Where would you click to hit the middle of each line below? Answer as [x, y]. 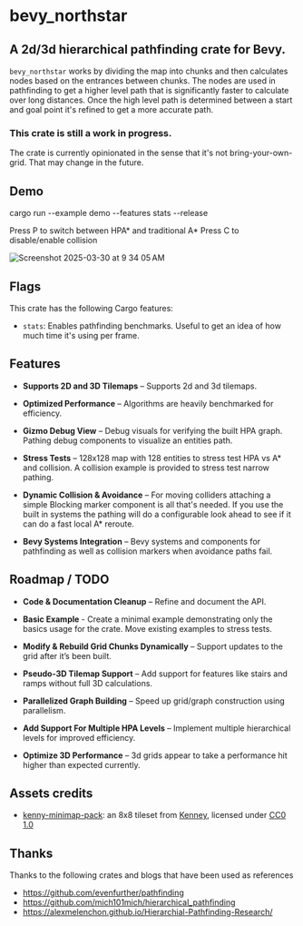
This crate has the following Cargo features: [92, 308]
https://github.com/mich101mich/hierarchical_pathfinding [129, 902]
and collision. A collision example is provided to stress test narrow [146, 468]
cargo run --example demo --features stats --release [109, 213]
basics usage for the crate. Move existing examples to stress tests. [147, 628]
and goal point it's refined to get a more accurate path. [112, 109]
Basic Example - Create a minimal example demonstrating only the [147, 619]
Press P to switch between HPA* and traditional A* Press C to [124, 231]
